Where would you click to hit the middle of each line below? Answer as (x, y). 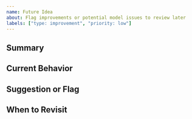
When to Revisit (37, 110)
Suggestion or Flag (43, 89)
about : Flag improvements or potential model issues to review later (96, 18)
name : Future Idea (29, 12)
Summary (25, 48)
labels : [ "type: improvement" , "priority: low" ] (69, 23)
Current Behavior (39, 68)
